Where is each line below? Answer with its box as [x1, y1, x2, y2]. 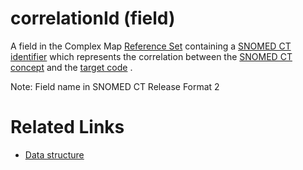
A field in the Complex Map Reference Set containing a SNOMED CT [10, 40, 292, 52]
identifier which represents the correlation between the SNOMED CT [10, 50, 293, 62]
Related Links [10, 116, 125, 139]
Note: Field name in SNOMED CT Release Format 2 [10, 80, 220, 92]
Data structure [24, 148, 85, 161]
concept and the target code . [10, 61, 133, 73]
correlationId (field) [10, 7, 176, 30]
